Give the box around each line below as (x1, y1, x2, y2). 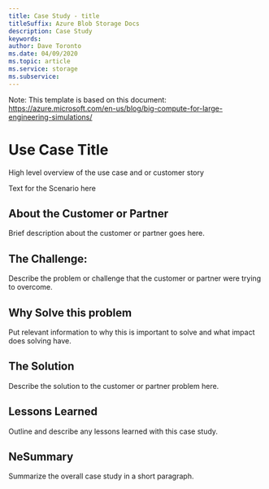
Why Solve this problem (8, 306, 132, 320)
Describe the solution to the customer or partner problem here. (8, 381, 219, 391)
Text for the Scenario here (8, 183, 96, 193)
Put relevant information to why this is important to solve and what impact (8, 327, 255, 337)
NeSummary (8, 450, 74, 464)
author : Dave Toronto (8, 42, 82, 50)
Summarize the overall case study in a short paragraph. (8, 471, 194, 481)
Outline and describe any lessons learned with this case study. (8, 426, 218, 436)
